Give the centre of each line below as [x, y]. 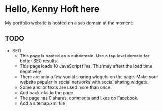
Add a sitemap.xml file [42, 103]
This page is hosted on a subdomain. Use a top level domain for [84, 55]
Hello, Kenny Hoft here [52, 9]
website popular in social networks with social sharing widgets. [84, 82]
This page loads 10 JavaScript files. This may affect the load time [86, 66]
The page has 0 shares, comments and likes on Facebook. [79, 98]
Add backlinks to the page [46, 92]
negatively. [31, 71]
